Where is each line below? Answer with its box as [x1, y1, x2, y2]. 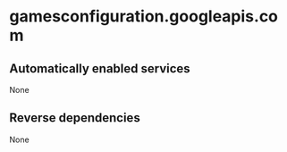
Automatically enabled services [9, 61, 190, 76]
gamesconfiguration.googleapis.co [9, 6, 279, 27]
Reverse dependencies [9, 110, 140, 126]
